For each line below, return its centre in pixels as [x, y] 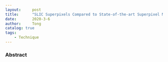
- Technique [26, 38]
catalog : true [20, 28]
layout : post [23, 10]
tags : [11, 33]
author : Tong [23, 24]
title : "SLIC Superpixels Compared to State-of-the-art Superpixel [82, 14]
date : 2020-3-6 [28, 19]
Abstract [16, 55]
